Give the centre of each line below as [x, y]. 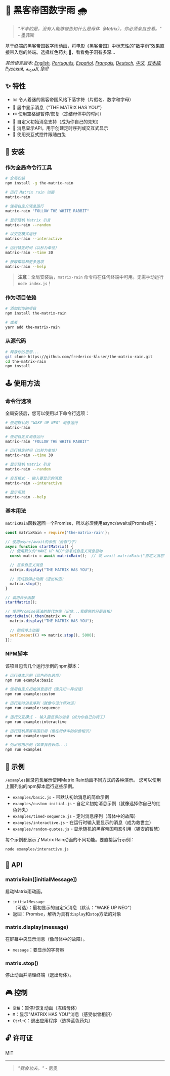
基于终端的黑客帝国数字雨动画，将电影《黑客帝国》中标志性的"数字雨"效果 [83, 46]
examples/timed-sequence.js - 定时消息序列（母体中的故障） [75, 816]
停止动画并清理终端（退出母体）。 [40, 975]
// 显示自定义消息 [27, 565]
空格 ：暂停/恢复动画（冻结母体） [46, 1008]
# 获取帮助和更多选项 [25, 262]
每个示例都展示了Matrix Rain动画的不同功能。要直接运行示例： [70, 840]
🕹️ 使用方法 [23, 383]
